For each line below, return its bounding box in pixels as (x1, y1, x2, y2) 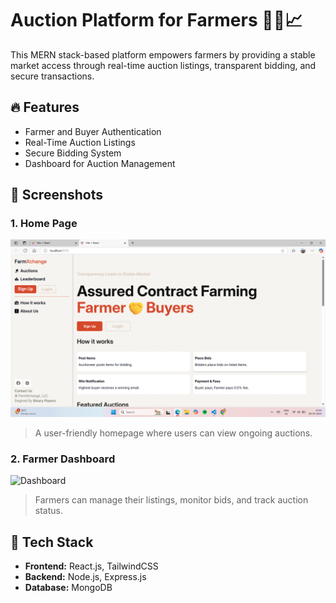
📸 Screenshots (10, 187, 104, 204)
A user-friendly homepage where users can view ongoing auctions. (34, 427, 313, 439)
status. (34, 505, 63, 517)
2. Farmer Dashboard (10, 452, 116, 466)
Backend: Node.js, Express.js (24, 571, 147, 583)
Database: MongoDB (24, 582, 113, 594)
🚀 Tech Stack (10, 533, 94, 551)
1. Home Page (10, 217, 78, 231)
